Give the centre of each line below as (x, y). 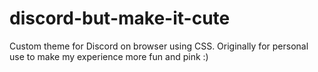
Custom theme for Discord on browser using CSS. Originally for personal (159, 46)
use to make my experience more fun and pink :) (109, 56)
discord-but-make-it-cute (120, 18)
